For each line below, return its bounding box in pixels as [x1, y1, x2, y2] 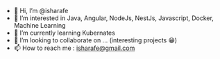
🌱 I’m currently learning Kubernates [13, 28, 116, 37]
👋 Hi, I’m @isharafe [13, 7, 69, 15]
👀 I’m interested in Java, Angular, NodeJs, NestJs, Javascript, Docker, [13, 14, 214, 22]
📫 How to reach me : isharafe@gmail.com [13, 44, 135, 52]
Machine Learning [13, 22, 66, 29]
